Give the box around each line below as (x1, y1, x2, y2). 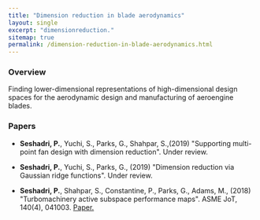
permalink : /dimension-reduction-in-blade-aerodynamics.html (8, 41, 214, 49)
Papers (8, 121, 36, 132)
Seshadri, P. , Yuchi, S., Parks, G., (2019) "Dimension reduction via (19, 162, 235, 171)
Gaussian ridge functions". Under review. (19, 170, 153, 180)
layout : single (8, 19, 58, 27)
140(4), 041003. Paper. (19, 202, 95, 212)
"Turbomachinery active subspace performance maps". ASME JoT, (19, 194, 238, 203)
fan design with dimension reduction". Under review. (38, 147, 209, 156)
